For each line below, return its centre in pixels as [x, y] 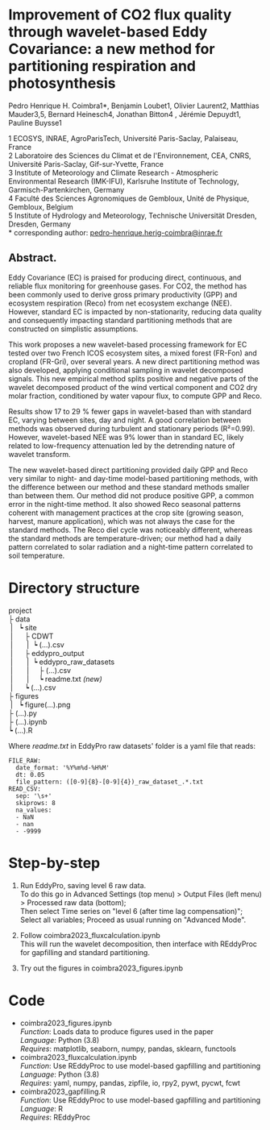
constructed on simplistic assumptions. [73, 329]
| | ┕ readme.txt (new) [56, 679]
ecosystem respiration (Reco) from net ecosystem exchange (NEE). [120, 303]
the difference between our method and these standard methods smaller [129, 487]
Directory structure [74, 588]
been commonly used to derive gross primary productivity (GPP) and [123, 294]
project [20, 610]
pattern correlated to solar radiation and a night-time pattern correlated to [131, 546]
